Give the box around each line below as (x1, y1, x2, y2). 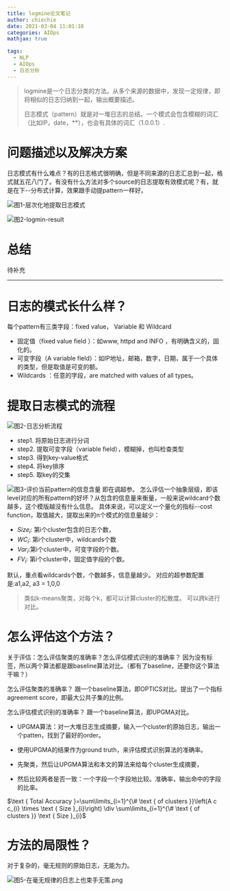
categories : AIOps (7, 29, 60, 36)
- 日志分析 (13, 66, 40, 74)
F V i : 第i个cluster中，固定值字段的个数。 (16, 554, 129, 565)
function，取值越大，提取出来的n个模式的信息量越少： (7, 511, 160, 520)
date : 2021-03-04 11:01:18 (7, 23, 84, 29)
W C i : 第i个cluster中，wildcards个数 (16, 535, 116, 545)
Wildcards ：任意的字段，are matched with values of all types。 (16, 371, 197, 380)
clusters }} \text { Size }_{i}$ (7, 811, 87, 820)
